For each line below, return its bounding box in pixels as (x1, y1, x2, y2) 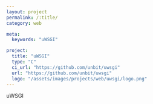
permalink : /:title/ (6, 15, 59, 21)
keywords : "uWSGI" (11, 37, 59, 43)
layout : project (6, 8, 47, 15)
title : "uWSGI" (11, 53, 50, 59)
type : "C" (11, 59, 36, 65)
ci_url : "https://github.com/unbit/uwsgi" (11, 64, 120, 70)
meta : (6, 31, 20, 37)
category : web (6, 20, 42, 26)
